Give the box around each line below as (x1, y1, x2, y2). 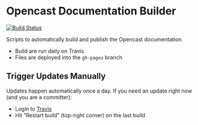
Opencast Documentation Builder (6, 4, 176, 18)
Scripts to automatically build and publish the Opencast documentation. (6, 35, 183, 43)
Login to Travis (14, 105, 52, 112)
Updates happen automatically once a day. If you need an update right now (6, 87, 192, 94)
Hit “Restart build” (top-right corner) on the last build (14, 111, 146, 118)
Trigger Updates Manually (6, 71, 106, 82)
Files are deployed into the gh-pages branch (14, 53, 123, 61)
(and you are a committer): (6, 93, 72, 100)
